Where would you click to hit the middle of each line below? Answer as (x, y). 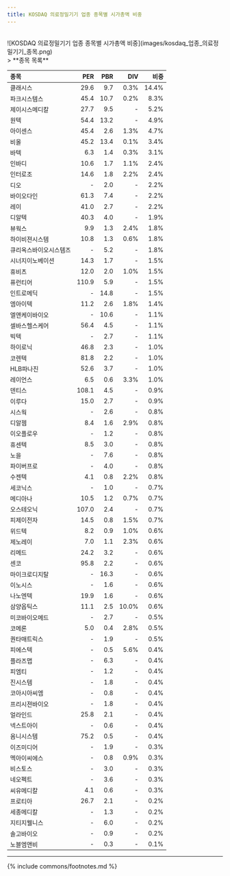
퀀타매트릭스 (27, 639)
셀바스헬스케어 (29, 325)
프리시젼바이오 (29, 704)
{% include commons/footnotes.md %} (62, 866)
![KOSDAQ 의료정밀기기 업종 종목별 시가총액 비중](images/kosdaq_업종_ (105, 43)
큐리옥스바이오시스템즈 (40, 250)
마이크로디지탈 (29, 574)
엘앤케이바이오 (29, 314)
